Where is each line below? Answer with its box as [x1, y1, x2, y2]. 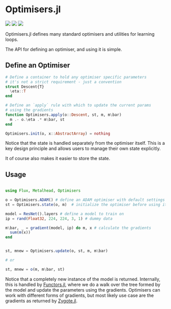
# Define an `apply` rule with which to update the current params [5, 103, 152, 108]
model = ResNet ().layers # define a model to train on [5, 211, 124, 216]
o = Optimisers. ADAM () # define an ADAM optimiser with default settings [5, 197, 165, 202]
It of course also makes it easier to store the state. [5, 156, 110, 162]
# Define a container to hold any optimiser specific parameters [5, 74, 147, 80]
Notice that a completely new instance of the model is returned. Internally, [5, 276, 161, 282]
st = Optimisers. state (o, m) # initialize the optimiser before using [5, 202, 160, 207]
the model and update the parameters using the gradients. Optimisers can [5, 287, 160, 293]
